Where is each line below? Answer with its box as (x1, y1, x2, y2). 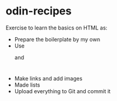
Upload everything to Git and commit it (14, 88, 111, 95)
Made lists (14, 81, 40, 88)
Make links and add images (14, 75, 83, 82)
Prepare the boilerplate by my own (14, 35, 101, 43)
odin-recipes (5, 4, 72, 18)
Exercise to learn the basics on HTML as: (5, 24, 108, 31)
